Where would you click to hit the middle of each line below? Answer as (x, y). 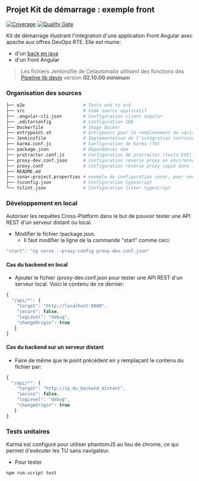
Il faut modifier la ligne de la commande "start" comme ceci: (97, 240)
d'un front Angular (37, 59)
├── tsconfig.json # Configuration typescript (79, 183)
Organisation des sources (44, 93)
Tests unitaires (28, 431)
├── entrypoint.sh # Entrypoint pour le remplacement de (92, 133)
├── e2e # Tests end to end (69, 105)
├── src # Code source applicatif (76, 110)
